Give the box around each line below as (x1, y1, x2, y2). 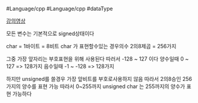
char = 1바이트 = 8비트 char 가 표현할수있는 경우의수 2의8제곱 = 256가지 (6, 43, 177, 49)
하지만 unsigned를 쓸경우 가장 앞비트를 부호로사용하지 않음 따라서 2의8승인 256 (6, 76, 192, 82)
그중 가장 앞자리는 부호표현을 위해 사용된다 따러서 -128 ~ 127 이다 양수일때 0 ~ (6, 55, 189, 62)
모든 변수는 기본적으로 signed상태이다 (6, 30, 95, 37)
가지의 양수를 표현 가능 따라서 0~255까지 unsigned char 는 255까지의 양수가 (6, 83, 186, 90)
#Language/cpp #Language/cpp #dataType (6, 5, 113, 12)
